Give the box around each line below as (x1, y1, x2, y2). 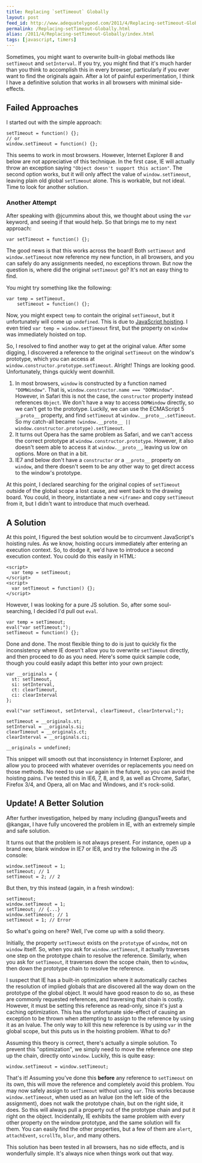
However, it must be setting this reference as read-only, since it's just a (6, 1002, 182, 1009)
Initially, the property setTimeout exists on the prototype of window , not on (6, 939, 188, 946)
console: (6, 851, 28, 859)
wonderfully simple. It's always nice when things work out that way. (6, 1150, 174, 1157)
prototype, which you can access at (6, 356, 95, 363)
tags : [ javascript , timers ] (6, 37, 77, 43)
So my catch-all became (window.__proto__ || (14, 418, 131, 425)
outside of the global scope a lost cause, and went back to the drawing (6, 487, 182, 495)
